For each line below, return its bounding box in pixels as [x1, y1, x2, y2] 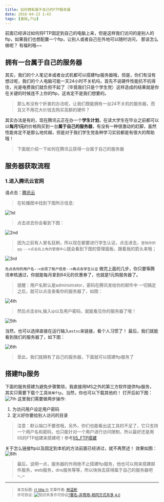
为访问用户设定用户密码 [12, 406, 60, 412]
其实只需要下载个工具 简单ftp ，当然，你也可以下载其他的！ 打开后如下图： [5, 390, 153, 395]
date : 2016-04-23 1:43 [5, 12, 51, 17]
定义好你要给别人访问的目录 [12, 412, 68, 418]
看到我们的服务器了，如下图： [5, 334, 65, 340]
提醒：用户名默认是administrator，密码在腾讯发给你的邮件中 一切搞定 [17, 282, 156, 288]
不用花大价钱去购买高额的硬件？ [25, 107, 90, 113]
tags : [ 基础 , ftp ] [5, 16, 39, 21]
